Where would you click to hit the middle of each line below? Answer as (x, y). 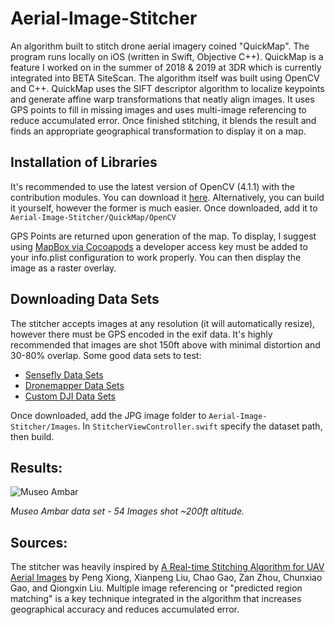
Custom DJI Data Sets (70, 396)
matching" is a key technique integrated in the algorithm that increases (156, 599)
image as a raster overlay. (63, 268)
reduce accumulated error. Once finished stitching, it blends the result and (163, 120)
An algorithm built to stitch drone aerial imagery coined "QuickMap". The (160, 46)
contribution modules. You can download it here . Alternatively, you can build (167, 197)
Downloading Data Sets (85, 299)
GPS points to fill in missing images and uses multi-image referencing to (158, 109)
